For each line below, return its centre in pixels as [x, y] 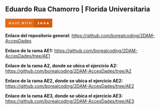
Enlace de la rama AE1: [29, 51]
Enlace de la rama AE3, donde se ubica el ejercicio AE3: [64, 96]
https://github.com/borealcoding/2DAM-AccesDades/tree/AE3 [70, 101]
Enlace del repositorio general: [38, 36]
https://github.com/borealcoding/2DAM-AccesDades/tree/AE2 [70, 86]
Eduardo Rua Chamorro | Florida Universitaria [78, 9]
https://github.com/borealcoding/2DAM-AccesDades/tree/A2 [68, 71]
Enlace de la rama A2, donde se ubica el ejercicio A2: [61, 66]
